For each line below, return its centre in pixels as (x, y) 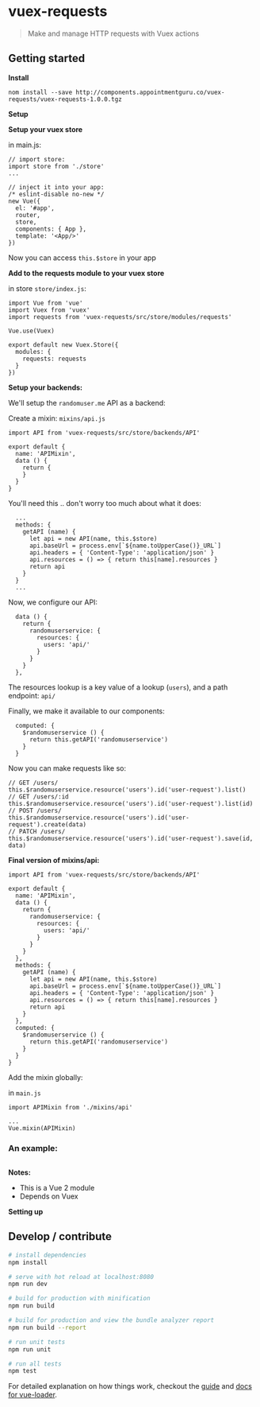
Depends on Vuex (49, 1196)
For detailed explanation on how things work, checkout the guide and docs (130, 1386)
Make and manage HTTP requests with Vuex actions (113, 33)
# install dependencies (48, 1255)
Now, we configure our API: (53, 602)
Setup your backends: (46, 387)
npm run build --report (48, 1327)
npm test (23, 1371)
